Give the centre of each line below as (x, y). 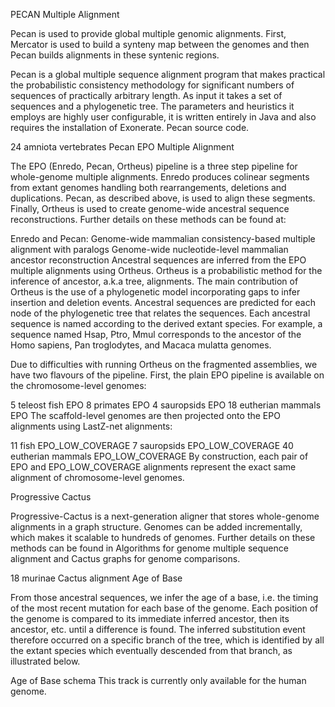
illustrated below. (45, 661)
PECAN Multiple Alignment (65, 14)
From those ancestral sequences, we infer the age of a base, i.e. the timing (164, 597)
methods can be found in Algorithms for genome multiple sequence (149, 548)
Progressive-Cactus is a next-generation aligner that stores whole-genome (165, 516)
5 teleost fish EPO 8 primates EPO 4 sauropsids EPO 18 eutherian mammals (166, 405)
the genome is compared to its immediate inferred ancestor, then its (150, 618)
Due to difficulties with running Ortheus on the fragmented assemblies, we (164, 364)
